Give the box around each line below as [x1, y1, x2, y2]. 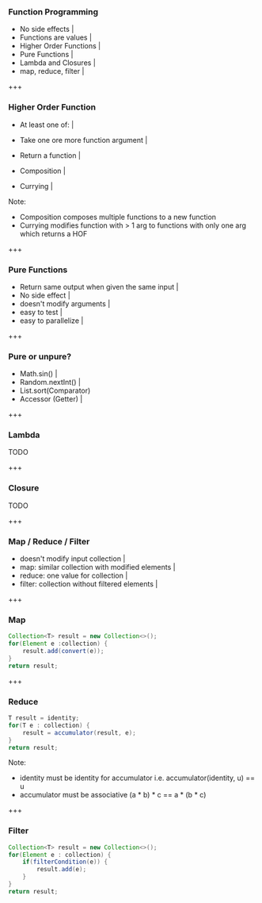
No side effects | [19, 25, 74, 34]
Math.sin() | [19, 369, 58, 378]
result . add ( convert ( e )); [22, 647, 104, 655]
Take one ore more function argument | [19, 135, 148, 144]
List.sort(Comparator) [19, 386, 91, 395]
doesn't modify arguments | [19, 298, 111, 308]
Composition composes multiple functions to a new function [19, 212, 216, 221]
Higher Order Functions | [19, 41, 101, 51]
